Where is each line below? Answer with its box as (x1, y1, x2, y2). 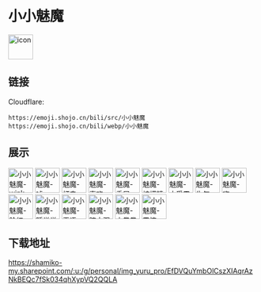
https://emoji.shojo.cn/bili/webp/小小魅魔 (8, 122, 149, 130)
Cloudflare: (8, 97, 45, 106)
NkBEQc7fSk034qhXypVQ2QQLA (8, 275, 118, 284)
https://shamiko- (8, 258, 62, 267)
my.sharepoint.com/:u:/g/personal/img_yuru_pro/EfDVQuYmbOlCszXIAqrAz (8, 267, 253, 276)
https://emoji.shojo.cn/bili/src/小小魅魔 (8, 113, 146, 121)
